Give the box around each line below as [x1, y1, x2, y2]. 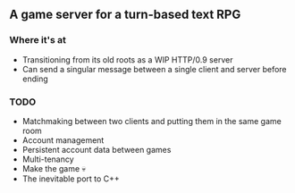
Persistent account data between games [21, 144, 172, 155]
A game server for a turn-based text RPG [9, 7, 241, 22]
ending [21, 73, 49, 84]
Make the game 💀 [21, 163, 87, 173]
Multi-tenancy [21, 154, 74, 164]
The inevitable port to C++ [21, 173, 121, 184]
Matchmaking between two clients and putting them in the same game [21, 115, 282, 126]
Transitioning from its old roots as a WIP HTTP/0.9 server [21, 54, 233, 65]
